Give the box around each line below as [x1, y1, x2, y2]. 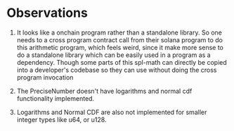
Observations [6, 5, 89, 21]
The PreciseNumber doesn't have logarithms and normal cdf [16, 87, 193, 95]
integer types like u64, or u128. [16, 115, 107, 124]
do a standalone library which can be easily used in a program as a [16, 51, 212, 59]
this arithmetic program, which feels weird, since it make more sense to [16, 43, 224, 51]
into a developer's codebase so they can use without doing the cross [16, 65, 217, 74]
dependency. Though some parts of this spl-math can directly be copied [16, 58, 228, 66]
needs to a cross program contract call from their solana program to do [16, 35, 223, 44]
